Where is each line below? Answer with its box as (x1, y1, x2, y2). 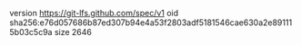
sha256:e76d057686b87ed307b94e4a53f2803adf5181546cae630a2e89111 (9, 17, 293, 28)
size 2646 (54, 27, 93, 37)
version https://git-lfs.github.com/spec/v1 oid (9, 8, 179, 18)
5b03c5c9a (9, 27, 53, 37)
